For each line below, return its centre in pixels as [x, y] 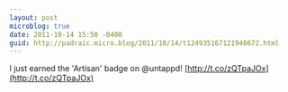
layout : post [34, 18]
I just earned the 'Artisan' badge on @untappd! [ [99, 69]
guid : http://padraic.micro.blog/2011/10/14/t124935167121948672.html [144, 43]
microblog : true [40, 26]
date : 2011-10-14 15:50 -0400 [66, 34]
